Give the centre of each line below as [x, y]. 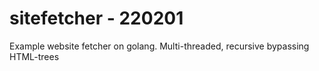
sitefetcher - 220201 [96, 18]
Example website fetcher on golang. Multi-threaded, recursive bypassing [159, 46]
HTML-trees [34, 56]
